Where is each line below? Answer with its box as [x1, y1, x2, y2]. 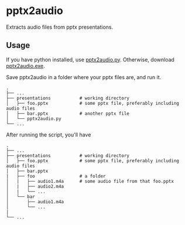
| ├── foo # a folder [6, 173, 107, 179]
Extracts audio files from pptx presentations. [6, 23, 113, 30]
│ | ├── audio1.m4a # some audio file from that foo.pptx [6, 178, 174, 184]
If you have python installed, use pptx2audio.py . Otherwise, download [6, 56, 174, 63]
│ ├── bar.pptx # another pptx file [6, 110, 130, 117]
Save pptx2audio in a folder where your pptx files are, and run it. [6, 73, 162, 80]
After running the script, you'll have [6, 131, 91, 138]
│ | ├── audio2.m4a [6, 183, 64, 189]
